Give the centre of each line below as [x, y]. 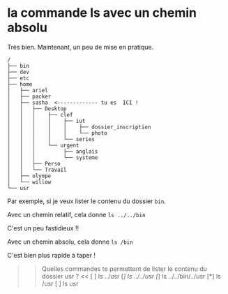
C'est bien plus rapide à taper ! [52, 255]
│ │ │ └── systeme [53, 157]
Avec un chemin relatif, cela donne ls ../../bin [76, 214]
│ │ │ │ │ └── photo [58, 133]
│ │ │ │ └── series [51, 139]
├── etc [18, 78]
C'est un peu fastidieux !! [43, 228]
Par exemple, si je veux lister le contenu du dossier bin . [86, 201]
